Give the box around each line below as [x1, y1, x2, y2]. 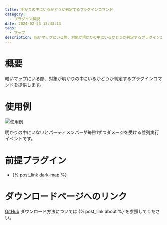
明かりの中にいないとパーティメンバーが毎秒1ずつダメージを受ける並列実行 [5, 129, 159, 135]
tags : [5, 26, 16, 31]
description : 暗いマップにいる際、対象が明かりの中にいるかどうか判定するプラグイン [5, 35, 160, 40]
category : [5, 12, 26, 17]
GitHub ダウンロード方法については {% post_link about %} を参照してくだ [5, 208, 156, 214]
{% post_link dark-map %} [12, 172, 67, 178]
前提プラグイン [5, 155, 67, 166]
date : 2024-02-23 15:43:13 [5, 21, 61, 26]
